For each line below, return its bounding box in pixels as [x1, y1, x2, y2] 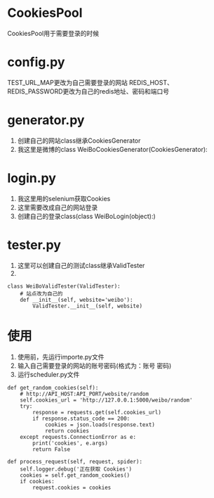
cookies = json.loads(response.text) [44, 421, 156, 428]
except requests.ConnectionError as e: [20, 433, 137, 440]
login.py [7, 170, 56, 186]
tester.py [7, 237, 62, 253]
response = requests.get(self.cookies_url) [32, 409, 161, 416]
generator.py [7, 113, 85, 128]
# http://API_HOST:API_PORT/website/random [20, 390, 149, 397]
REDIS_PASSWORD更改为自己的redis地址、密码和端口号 [7, 87, 170, 96]
